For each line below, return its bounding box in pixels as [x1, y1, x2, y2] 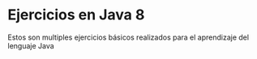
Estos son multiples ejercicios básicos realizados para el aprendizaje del [7, 32, 249, 42]
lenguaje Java [7, 40, 54, 50]
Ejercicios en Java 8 [7, 6, 145, 24]
